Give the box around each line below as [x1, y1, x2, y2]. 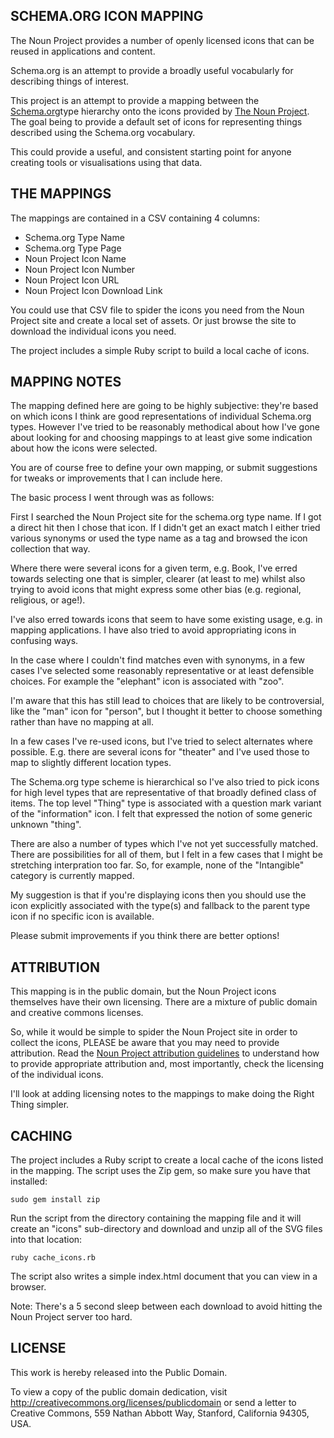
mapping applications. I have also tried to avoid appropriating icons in [10, 624, 297, 636]
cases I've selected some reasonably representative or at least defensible [10, 665, 315, 677]
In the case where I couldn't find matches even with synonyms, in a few [10, 654, 305, 666]
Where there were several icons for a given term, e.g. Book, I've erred [10, 562, 298, 574]
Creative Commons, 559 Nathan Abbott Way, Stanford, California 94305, [10, 1407, 310, 1419]
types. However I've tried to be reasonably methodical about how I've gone [10, 421, 320, 433]
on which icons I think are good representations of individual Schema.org [10, 410, 312, 423]
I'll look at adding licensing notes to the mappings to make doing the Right [10, 1088, 315, 1100]
